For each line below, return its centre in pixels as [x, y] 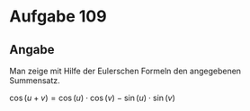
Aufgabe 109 [58, 17]
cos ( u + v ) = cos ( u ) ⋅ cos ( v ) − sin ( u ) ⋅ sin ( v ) [92, 98]
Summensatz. [35, 81]
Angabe [32, 50]
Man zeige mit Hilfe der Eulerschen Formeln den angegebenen [125, 71]
